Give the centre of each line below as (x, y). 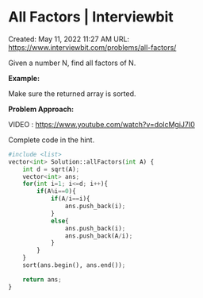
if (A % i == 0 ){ (57, 192)
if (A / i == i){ (70, 199)
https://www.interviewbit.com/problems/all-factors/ (92, 47)
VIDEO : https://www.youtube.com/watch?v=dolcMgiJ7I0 (102, 124)
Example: (24, 78)
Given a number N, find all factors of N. (72, 63)
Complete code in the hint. (52, 140)
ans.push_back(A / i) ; (99, 236)
